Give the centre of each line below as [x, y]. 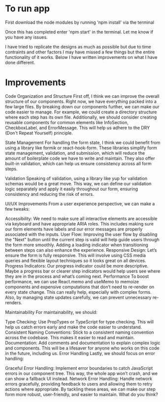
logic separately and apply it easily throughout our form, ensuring [71, 189]
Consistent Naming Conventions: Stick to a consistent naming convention [80, 332]
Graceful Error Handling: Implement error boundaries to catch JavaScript [79, 368]
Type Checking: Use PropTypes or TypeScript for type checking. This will [80, 321]
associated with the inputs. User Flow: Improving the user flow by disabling [81, 234]
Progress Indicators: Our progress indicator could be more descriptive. [77, 266]
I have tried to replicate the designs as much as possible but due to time [78, 46]
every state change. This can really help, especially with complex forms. [78, 292]
